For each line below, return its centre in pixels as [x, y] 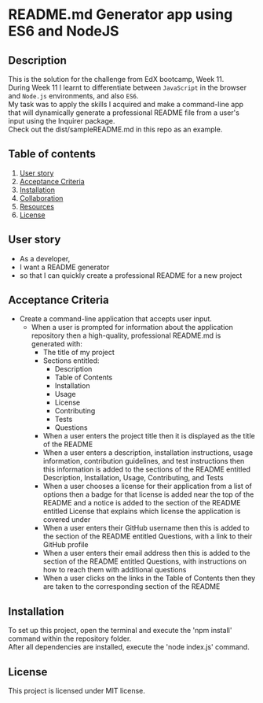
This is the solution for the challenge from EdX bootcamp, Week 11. [116, 79]
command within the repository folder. [70, 638]
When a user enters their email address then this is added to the [146, 553]
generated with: [57, 344]
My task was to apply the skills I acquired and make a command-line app [126, 104]
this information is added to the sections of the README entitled [147, 469]
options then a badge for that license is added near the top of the [148, 494]
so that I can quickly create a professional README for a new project [131, 275]
